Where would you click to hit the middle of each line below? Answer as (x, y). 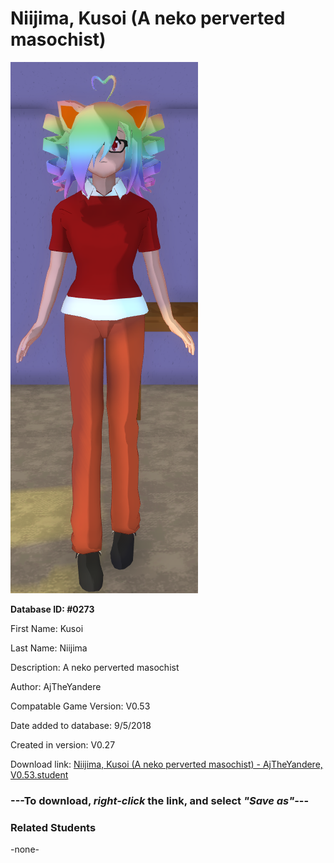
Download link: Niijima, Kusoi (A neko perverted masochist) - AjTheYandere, (166, 764)
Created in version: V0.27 (63, 744)
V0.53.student (39, 774)
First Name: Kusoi (47, 628)
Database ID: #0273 (52, 609)
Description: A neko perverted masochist (95, 667)
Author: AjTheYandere (56, 686)
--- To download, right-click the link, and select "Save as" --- (160, 800)
